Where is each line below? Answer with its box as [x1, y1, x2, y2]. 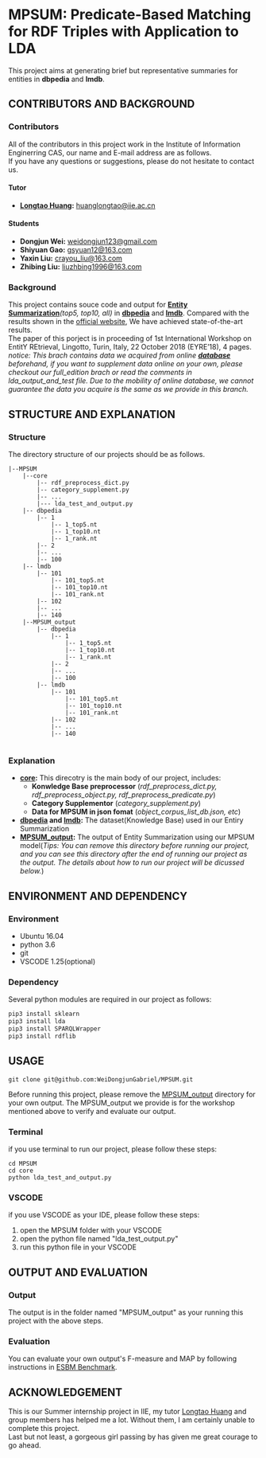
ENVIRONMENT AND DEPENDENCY [8, 889, 188, 903]
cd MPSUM [8, 1159, 37, 1167]
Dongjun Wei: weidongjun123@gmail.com [19, 236, 157, 246]
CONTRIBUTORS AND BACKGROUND [8, 97, 195, 111]
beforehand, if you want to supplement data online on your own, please [8, 359, 244, 369]
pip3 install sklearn [8, 1010, 80, 1018]
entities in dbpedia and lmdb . [8, 74, 105, 84]
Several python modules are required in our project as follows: [8, 995, 212, 1004]
